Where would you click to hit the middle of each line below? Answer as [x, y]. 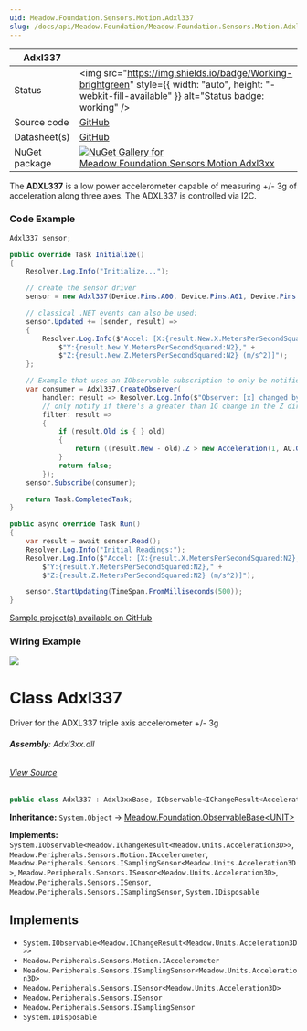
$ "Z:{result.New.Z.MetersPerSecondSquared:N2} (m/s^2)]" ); [173, 356]
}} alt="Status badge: [219, 95]
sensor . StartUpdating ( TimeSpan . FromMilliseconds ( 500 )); [135, 592]
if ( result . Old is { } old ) [112, 432]
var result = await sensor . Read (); [94, 542]
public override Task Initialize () [77, 254]
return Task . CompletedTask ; [79, 499]
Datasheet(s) [42, 136]
